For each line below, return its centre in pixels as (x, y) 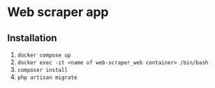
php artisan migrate (47, 78)
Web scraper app (58, 12)
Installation (32, 38)
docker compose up (44, 55)
